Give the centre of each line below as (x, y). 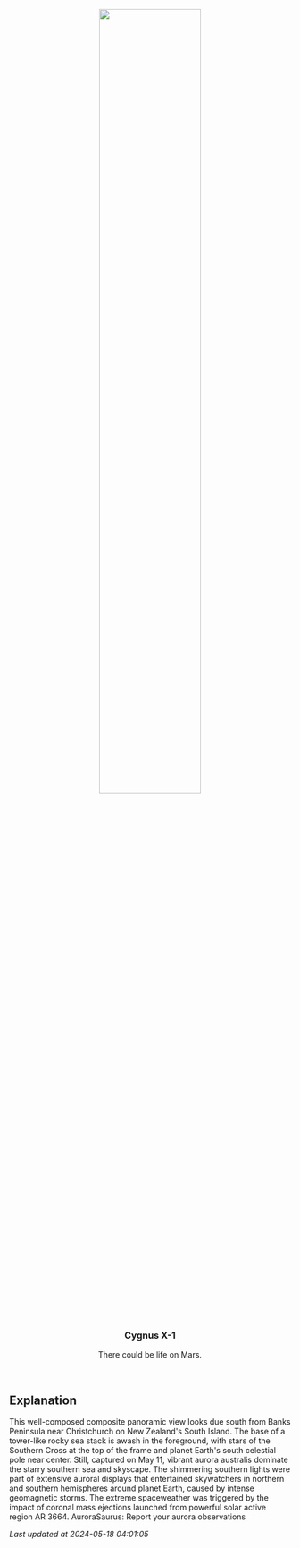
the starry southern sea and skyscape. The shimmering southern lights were (150, 1469)
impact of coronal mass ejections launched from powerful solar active (137, 1508)
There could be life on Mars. (150, 1355)
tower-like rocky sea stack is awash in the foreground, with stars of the (140, 1441)
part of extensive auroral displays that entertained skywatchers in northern (147, 1479)
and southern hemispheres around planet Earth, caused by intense (132, 1488)
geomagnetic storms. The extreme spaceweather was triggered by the (139, 1498)
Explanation (43, 1400)
